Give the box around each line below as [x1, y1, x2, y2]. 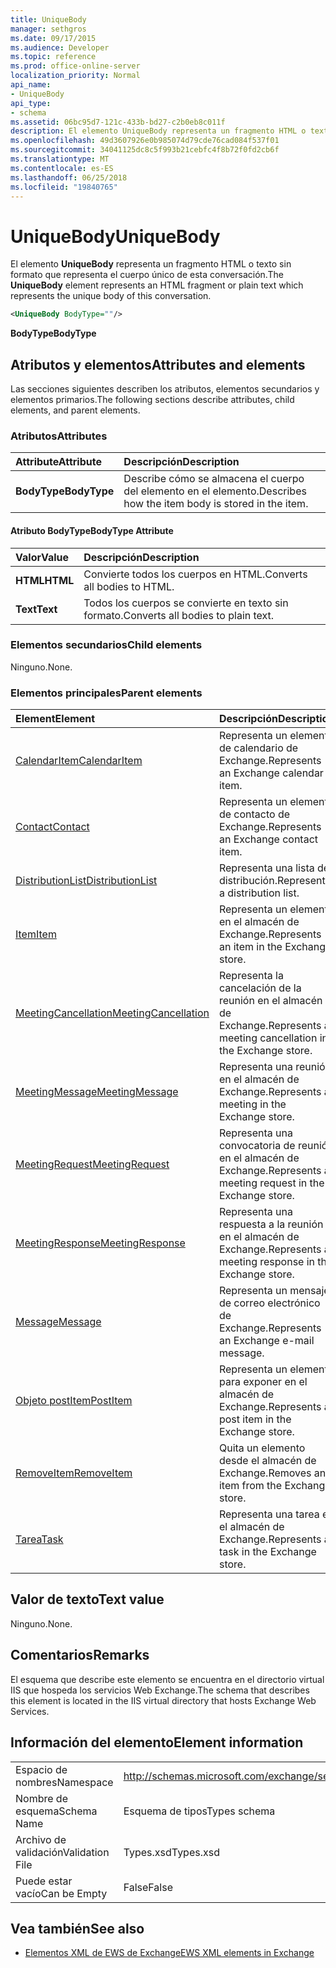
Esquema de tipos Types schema [123, 1804, 276, 1818]
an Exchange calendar [218, 766, 324, 780]
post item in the [218, 1412, 292, 1426]
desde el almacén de [218, 1454, 317, 1468]
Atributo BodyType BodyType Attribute [10, 524, 174, 536]
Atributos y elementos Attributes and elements [10, 356, 306, 373]
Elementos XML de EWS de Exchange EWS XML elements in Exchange [24, 1947, 315, 1959]
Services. [10, 1705, 50, 1717]
